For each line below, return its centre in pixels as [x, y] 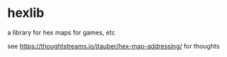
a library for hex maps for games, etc [61, 32]
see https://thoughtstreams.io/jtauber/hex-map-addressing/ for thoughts [113, 46]
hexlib [26, 13]
